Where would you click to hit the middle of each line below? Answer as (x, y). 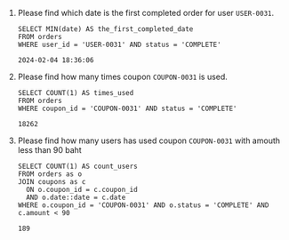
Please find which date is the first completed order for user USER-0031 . (146, 13)
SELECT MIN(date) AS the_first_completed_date (105, 29)
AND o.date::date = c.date (76, 197)
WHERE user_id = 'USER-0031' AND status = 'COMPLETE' (119, 44)
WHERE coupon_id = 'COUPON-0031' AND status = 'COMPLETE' (127, 108)
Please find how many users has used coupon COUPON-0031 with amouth (149, 140)
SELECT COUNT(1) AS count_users (77, 166)
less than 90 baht (49, 150)
